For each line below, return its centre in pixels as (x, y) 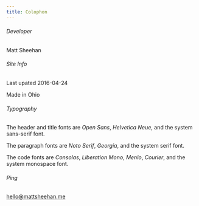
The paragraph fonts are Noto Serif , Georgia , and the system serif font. (95, 146)
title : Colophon (27, 12)
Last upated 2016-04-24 (37, 83)
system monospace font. (37, 164)
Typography (22, 108)
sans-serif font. (26, 134)
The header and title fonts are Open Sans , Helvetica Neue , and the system (100, 128)
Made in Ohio (23, 95)
